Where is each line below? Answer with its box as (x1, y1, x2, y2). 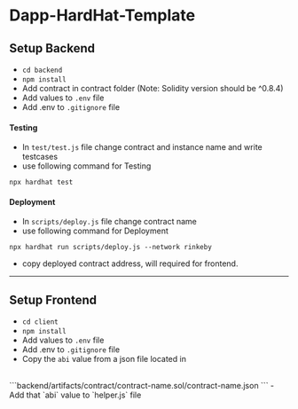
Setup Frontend (9, 292, 98, 307)
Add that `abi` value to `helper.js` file (9, 389, 142, 400)
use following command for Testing (21, 161, 152, 171)
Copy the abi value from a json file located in (21, 354, 186, 365)
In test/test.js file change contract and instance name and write (21, 142, 263, 153)
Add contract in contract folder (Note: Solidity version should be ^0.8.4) (21, 83, 284, 93)
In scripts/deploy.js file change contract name (21, 216, 198, 227)
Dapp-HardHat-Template (9, 5, 196, 26)
